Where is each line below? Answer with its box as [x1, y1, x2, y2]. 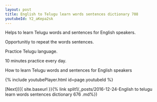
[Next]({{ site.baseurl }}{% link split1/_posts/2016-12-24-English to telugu [5, 86, 153, 92]
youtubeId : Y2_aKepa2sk [5, 16, 54, 21]
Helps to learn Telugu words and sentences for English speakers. [5, 30, 136, 36]
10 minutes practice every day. [5, 58, 67, 64]
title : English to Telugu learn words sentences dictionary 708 [5, 12, 138, 17]
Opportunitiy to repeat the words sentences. [5, 39, 94, 45]
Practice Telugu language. [5, 48, 58, 54]
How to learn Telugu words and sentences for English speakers [5, 67, 133, 73]
